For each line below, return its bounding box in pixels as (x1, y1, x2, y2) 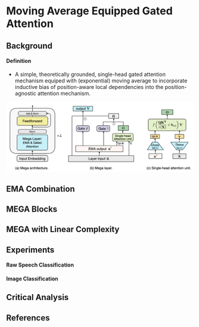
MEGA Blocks (6, 204, 58, 215)
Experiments (6, 245, 55, 255)
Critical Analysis (6, 292, 69, 302)
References (6, 313, 50, 323)
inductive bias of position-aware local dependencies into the (14, 83, 164, 90)
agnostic (14, 90, 37, 97)
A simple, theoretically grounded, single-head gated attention (14, 71, 166, 78)
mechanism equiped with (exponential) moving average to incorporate (14, 77, 188, 84)
